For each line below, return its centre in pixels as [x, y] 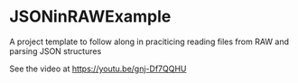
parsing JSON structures [56, 51]
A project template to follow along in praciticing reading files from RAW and [149, 41]
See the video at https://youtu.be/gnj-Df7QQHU [98, 69]
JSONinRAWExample [90, 17]
